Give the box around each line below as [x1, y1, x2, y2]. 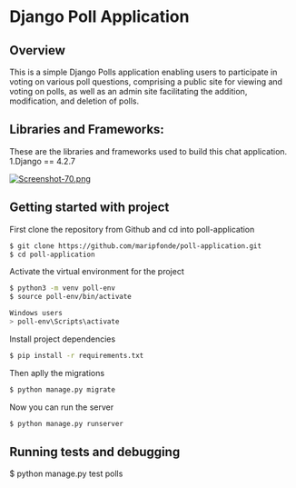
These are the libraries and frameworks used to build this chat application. [9, 145, 288, 156]
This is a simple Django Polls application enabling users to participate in [9, 66, 278, 77]
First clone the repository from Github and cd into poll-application [9, 224, 255, 234]
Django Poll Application [9, 6, 190, 27]
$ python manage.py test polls [9, 468, 123, 479]
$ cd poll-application [9, 250, 95, 259]
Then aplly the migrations [9, 367, 105, 378]
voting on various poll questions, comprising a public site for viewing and [9, 76, 283, 87]
